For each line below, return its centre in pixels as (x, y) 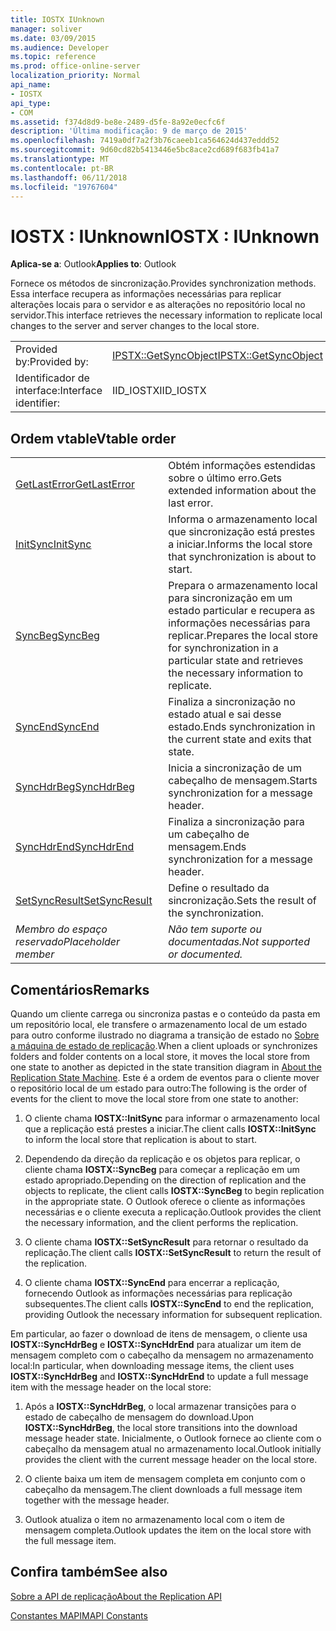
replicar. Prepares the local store (243, 636)
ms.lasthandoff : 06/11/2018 (69, 177)
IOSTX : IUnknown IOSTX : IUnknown (165, 236)
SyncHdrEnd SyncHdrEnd (75, 847)
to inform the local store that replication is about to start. (141, 1139)
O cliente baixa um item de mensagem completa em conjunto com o (165, 1478)
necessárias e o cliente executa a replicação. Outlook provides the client (173, 1212)
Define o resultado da (219, 888)
